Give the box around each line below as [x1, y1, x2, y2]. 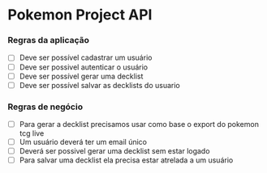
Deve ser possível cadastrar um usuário [19, 53, 153, 62]
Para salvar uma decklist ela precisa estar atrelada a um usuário [19, 155, 234, 165]
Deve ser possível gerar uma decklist [19, 71, 144, 81]
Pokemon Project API [7, 6, 153, 24]
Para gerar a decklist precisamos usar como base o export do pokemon [19, 120, 259, 129]
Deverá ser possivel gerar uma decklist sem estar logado [19, 146, 210, 156]
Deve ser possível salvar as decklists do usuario [19, 80, 180, 90]
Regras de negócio [7, 101, 83, 112]
